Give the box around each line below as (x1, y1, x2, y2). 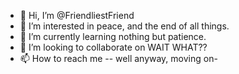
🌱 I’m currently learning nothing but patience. (19, 31, 207, 42)
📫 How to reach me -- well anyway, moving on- (19, 53, 218, 64)
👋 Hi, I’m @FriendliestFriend (19, 10, 135, 21)
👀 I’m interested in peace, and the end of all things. (19, 20, 230, 32)
